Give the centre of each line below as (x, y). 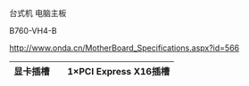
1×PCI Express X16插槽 (119, 71)
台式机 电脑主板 (38, 13)
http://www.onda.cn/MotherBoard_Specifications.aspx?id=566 (124, 48)
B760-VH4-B (33, 31)
